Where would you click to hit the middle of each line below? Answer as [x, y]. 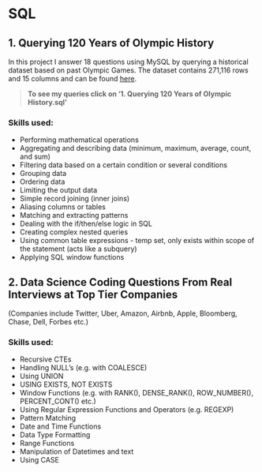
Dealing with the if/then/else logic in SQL [86, 224]
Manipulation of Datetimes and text [77, 451]
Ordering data [42, 182]
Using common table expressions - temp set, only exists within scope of [137, 241]
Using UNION [41, 376]
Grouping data [43, 174]
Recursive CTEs [45, 359]
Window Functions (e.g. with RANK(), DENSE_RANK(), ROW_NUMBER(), [137, 393]
